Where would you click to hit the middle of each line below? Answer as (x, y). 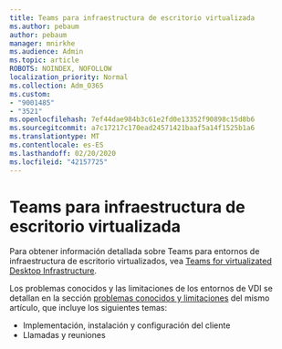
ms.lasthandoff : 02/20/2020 (63, 153)
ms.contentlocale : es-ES (57, 145)
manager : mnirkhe (42, 43)
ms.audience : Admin (47, 52)
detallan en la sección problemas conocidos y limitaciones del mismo (140, 298)
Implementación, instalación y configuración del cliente (126, 325)
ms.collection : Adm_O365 (57, 86)
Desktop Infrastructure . (53, 271)
